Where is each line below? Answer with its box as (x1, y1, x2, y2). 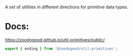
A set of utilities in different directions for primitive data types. (5, 4, 128, 10)
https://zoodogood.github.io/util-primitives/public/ (5, 37, 105, 42)
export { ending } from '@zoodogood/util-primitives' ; (5, 46, 118, 51)
